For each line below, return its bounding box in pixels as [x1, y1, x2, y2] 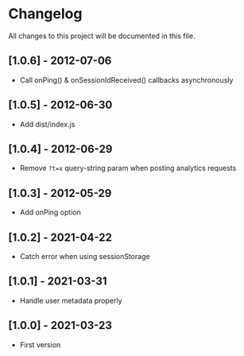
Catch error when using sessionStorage [19, 252, 150, 261]
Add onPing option [19, 207, 81, 217]
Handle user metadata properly [19, 296, 122, 305]
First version [19, 339, 61, 350]
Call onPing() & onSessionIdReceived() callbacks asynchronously [19, 75, 234, 84]
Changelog [8, 5, 83, 23]
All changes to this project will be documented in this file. [8, 31, 196, 41]
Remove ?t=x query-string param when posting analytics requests [19, 164, 237, 173]
